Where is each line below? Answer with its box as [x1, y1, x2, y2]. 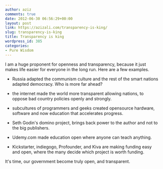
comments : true [5, 12, 36, 17]
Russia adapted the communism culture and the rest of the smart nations [12, 76, 159, 82]
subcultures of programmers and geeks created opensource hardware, [12, 105, 155, 111]
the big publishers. [12, 125, 50, 131]
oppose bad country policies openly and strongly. [12, 95, 112, 101]
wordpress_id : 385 [5, 39, 42, 44]
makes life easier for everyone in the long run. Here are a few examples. [5, 66, 149, 72]
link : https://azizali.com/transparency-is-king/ [5, 25, 108, 30]
